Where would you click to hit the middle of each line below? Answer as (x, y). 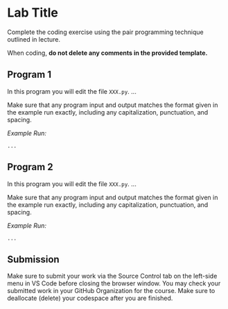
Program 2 (30, 167)
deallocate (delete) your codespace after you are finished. (90, 298)
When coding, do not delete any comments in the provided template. (107, 53)
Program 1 (29, 75)
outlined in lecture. (34, 39)
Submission (34, 259)
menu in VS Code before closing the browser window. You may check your (114, 283)
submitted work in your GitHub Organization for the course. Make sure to (111, 291)
